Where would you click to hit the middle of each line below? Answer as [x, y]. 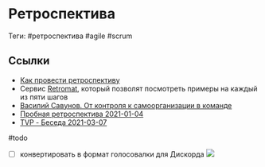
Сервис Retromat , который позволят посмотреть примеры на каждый [138, 88]
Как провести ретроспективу [70, 80]
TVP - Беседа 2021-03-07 [63, 122]
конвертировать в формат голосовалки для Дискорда [112, 154]
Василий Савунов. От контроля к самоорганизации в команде [126, 105]
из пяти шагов [44, 97]
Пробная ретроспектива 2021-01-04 [82, 114]
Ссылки [29, 61]
